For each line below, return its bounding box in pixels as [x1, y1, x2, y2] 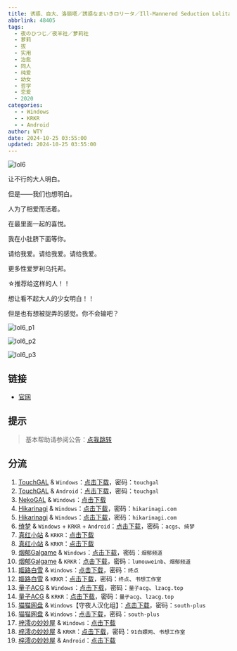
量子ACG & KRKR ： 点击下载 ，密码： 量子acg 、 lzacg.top [18, 592, 174, 600]
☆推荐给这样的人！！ [8, 279, 70, 288]
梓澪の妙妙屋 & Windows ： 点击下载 [18, 618, 116, 626]
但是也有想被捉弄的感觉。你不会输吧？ [8, 309, 119, 318]
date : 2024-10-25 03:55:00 [8, 134, 87, 141]
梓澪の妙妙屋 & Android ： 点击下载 [18, 636, 116, 644]
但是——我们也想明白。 [8, 190, 76, 198]
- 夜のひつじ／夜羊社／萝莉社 [14, 30, 89, 37]
